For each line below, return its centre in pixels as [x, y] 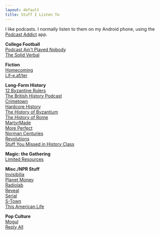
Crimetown [17, 101]
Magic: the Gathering [28, 154]
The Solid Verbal [22, 55]
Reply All [14, 227]
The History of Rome [27, 117]
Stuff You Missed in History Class [40, 144]
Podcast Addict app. [26, 34]
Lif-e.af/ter [16, 75]
